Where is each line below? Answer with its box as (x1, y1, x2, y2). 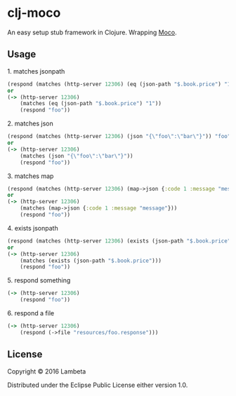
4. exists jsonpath (7, 224, 58, 232)
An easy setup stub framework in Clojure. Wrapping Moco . (7, 28, 177, 36)
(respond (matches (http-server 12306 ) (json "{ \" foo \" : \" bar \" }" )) (7, 133, 212, 140)
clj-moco (7, 5, 61, 21)
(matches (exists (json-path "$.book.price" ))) (20, 257, 162, 264)
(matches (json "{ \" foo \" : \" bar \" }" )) (20, 152, 133, 159)
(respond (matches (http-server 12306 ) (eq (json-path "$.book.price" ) (7, 81, 221, 88)
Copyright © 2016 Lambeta (7, 367, 86, 376)
